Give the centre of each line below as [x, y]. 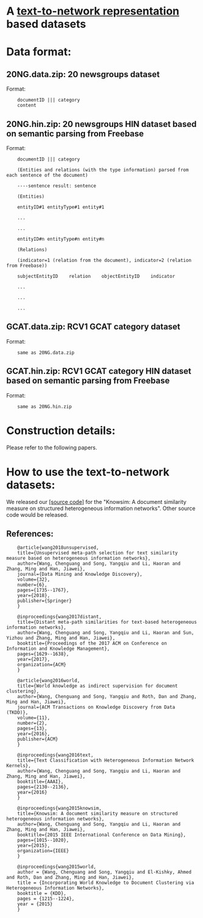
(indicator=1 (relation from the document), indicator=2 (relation [104, 260]
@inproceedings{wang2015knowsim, [60, 809]
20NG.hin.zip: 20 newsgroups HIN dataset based [101, 124]
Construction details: [61, 430]
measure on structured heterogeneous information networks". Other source [101, 508]
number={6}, [32, 585]
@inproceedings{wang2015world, [57, 867]
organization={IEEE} [43, 851]
